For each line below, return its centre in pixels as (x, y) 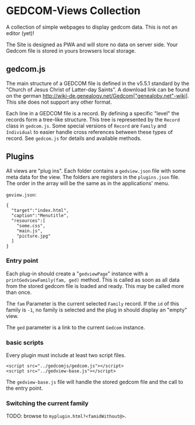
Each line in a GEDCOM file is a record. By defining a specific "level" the (93, 113)
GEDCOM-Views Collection (74, 11)
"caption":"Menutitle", (40, 215)
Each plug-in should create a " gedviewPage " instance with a (77, 273)
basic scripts (25, 342)
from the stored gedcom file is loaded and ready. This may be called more (95, 286)
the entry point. (25, 388)
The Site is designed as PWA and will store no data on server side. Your (92, 44)
